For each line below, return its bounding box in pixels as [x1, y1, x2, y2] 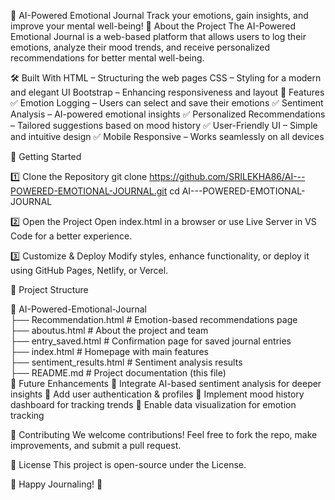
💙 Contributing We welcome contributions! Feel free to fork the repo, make [10, 429, 318, 440]
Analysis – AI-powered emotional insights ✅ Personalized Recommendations [10, 108, 326, 120]
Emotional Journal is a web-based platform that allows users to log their [10, 31, 307, 42]
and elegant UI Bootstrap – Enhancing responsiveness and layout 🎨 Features [10, 86, 325, 98]
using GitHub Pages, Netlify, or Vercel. [10, 265, 169, 276]
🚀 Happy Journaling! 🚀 [10, 478, 103, 490]
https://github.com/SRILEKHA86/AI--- [149, 171, 306, 182]
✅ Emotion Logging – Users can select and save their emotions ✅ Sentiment [10, 97, 324, 109]
